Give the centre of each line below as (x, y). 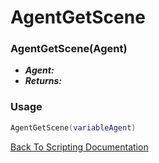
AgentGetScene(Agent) (69, 49)
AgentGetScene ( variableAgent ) (73, 127)
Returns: (43, 81)
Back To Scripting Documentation (79, 147)
